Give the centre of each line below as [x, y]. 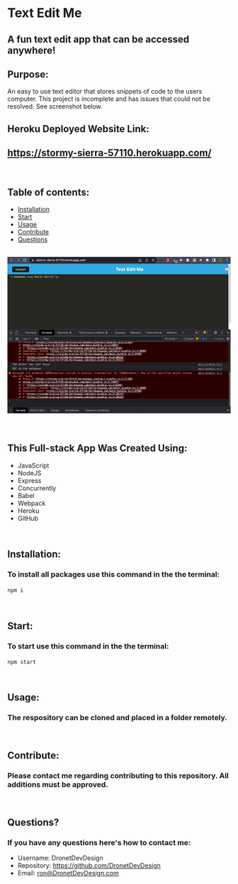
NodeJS [29, 473]
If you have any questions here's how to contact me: [99, 842]
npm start [22, 662]
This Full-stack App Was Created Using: [97, 448]
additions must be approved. [58, 784]
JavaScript [33, 465]
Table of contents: [49, 192]
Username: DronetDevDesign [61, 858]
